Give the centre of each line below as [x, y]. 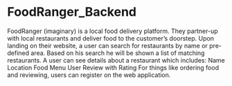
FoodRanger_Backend [72, 12]
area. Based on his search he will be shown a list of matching [118, 53]
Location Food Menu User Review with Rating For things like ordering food [113, 67]
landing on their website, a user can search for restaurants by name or [107, 45]
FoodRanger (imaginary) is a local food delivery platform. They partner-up [113, 31]
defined [18, 53]
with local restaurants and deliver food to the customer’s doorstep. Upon [111, 38]
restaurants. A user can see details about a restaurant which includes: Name [116, 60]
